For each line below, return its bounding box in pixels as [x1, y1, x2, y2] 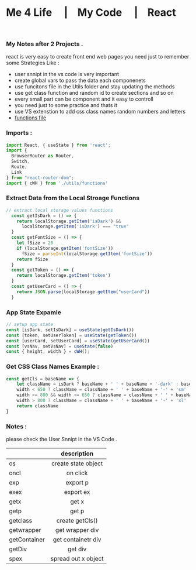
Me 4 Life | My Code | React [6, 6, 176, 19]
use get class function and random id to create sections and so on [14, 90, 174, 97]
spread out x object [50, 554, 104, 562]
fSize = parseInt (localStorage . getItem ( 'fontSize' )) [21, 250, 153, 257]
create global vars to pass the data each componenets [14, 77, 146, 84]
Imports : [6, 129, 33, 137]
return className [16, 403, 59, 409]
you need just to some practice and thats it [14, 102, 118, 109]
